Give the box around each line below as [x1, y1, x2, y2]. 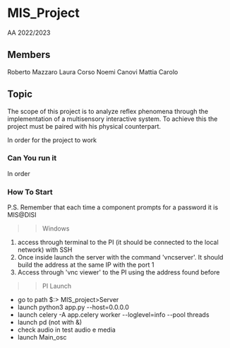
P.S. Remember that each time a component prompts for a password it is [7, 203, 219, 211]
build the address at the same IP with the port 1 [17, 260, 155, 269]
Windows [42, 224, 70, 233]
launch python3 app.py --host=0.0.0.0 [17, 303, 129, 312]
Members [7, 49, 51, 61]
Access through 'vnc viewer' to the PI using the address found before [17, 268, 220, 277]
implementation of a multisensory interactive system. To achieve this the [7, 115, 218, 123]
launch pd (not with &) [17, 318, 83, 327]
